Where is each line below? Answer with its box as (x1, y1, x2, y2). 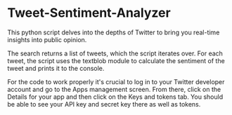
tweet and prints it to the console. (7, 64, 105, 72)
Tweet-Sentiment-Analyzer (7, 5, 171, 21)
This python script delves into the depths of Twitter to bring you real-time (7, 28, 220, 36)
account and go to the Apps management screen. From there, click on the (7, 85, 221, 93)
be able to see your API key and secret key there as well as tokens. (7, 100, 201, 108)
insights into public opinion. (7, 35, 87, 43)
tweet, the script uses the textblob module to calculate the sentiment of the (7, 56, 225, 65)
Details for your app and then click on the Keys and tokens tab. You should (7, 93, 224, 101)
